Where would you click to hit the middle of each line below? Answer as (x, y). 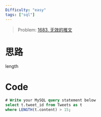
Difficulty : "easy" (26, 10)
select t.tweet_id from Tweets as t (44, 105)
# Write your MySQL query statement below (50, 100)
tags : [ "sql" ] (20, 15)
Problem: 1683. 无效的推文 (45, 30)
